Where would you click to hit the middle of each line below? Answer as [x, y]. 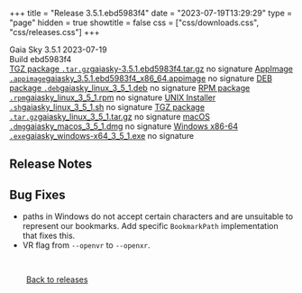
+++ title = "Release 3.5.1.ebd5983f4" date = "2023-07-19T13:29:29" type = [151, 13]
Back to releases [57, 279]
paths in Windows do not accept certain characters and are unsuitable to [158, 216]
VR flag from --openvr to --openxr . [86, 245]
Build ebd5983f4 [41, 59]
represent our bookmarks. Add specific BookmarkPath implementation [150, 226]
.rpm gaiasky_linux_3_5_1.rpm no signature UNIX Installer [113, 97]
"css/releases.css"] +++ [55, 32]
